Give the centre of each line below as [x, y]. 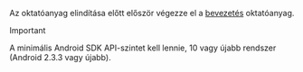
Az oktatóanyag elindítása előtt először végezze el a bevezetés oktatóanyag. [152, 13]
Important [28, 30]
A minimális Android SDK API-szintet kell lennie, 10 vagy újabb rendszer [143, 48]
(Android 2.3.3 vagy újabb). [60, 57]
